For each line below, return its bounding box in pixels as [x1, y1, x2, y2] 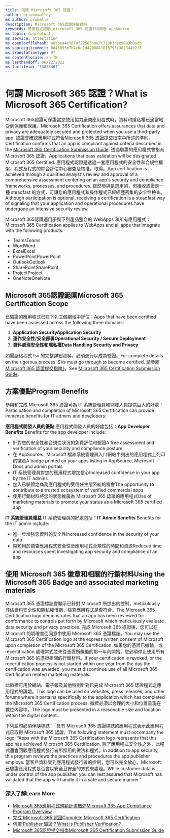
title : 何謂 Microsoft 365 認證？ [5, 7, 75, 13]
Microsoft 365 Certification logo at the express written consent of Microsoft [5, 636, 163, 642]
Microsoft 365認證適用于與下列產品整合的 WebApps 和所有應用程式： [5, 216, 151, 222]
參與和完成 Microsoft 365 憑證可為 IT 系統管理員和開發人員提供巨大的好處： [5, 401, 164, 408]
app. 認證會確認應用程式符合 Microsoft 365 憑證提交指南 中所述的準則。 [5, 135, 153, 141]
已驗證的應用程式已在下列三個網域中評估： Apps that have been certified [5, 313, 156, 320]
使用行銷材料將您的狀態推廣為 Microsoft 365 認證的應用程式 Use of [12, 493, 152, 499]
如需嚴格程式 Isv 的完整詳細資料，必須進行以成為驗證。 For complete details [5, 352, 163, 358]
